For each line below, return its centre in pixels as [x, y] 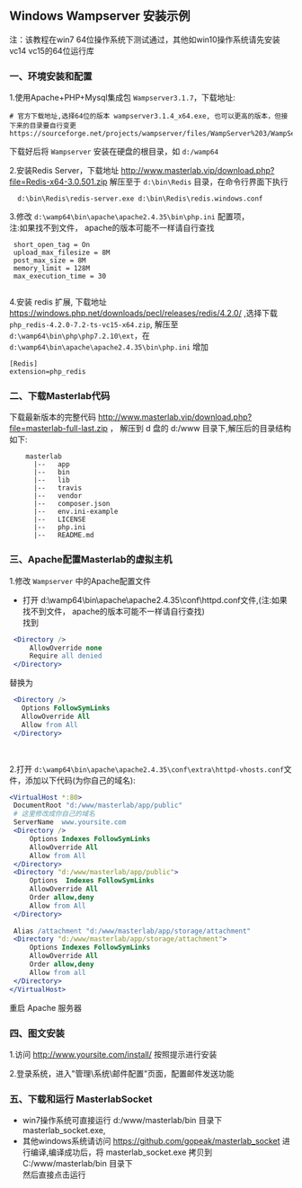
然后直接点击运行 [54, 1175]
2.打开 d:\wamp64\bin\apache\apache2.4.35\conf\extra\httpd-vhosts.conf [147, 769]
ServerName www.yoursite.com [70, 822]
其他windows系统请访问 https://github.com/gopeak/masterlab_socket [151, 1141]
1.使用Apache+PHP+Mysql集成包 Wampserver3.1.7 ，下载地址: [122, 98]
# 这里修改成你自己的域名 [54, 814]
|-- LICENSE [60, 519]
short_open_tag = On [52, 245]
